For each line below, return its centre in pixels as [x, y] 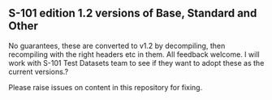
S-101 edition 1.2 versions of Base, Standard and [133, 13]
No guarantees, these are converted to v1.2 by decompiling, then [117, 46]
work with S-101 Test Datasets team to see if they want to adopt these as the [136, 63]
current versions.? [39, 72]
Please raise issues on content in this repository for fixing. [106, 87]
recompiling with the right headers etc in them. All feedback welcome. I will [134, 54]
